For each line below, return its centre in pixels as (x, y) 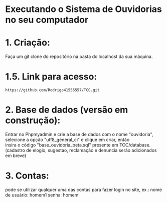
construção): (33, 120)
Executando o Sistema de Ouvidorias (83, 9)
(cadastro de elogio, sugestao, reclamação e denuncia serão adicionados (81, 150)
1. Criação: (28, 43)
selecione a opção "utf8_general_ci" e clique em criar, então (67, 139)
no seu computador (47, 20)
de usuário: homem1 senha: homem (42, 195)
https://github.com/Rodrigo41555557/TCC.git (52, 90)
